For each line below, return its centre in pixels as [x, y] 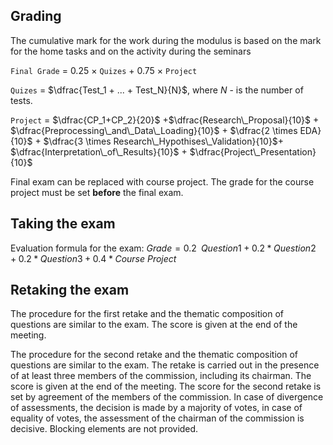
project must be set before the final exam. [97, 192]
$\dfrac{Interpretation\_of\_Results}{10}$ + [99, 151]
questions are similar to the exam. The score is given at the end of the [154, 325]
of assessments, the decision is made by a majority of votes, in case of [156, 408]
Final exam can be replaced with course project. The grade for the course [162, 181]
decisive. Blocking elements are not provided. [104, 429]
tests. [21, 100]
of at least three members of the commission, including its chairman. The [161, 376]
